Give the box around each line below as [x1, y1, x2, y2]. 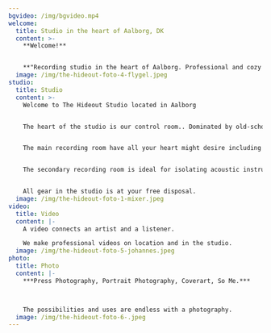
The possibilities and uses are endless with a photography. [23, 306, 232, 314]
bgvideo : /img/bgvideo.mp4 [8, 11, 99, 20]
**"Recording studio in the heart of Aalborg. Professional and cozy [23, 64, 262, 72]
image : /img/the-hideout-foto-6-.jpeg [15, 313, 147, 321]
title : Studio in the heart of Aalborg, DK [15, 27, 164, 35]
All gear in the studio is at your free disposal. [23, 187, 197, 196]
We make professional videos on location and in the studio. [23, 239, 232, 248]
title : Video [15, 210, 60, 218]
